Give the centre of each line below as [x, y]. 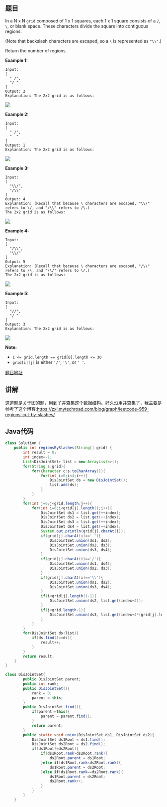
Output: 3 [15, 324]
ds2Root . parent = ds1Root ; [78, 758]
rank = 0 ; [42, 693]
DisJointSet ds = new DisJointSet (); [88, 480]
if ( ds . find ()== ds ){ [52, 638]
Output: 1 [15, 145]
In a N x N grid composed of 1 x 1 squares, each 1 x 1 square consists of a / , [83, 20]
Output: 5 [15, 262]
